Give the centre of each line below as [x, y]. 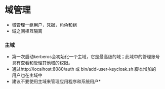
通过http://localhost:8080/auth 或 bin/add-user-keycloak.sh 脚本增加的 [84, 69]
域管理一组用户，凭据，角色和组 [44, 25]
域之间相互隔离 [27, 31]
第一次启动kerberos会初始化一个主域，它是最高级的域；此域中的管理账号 [86, 57]
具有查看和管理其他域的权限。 [42, 63]
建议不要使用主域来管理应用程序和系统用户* [56, 82]
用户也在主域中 [27, 75]
